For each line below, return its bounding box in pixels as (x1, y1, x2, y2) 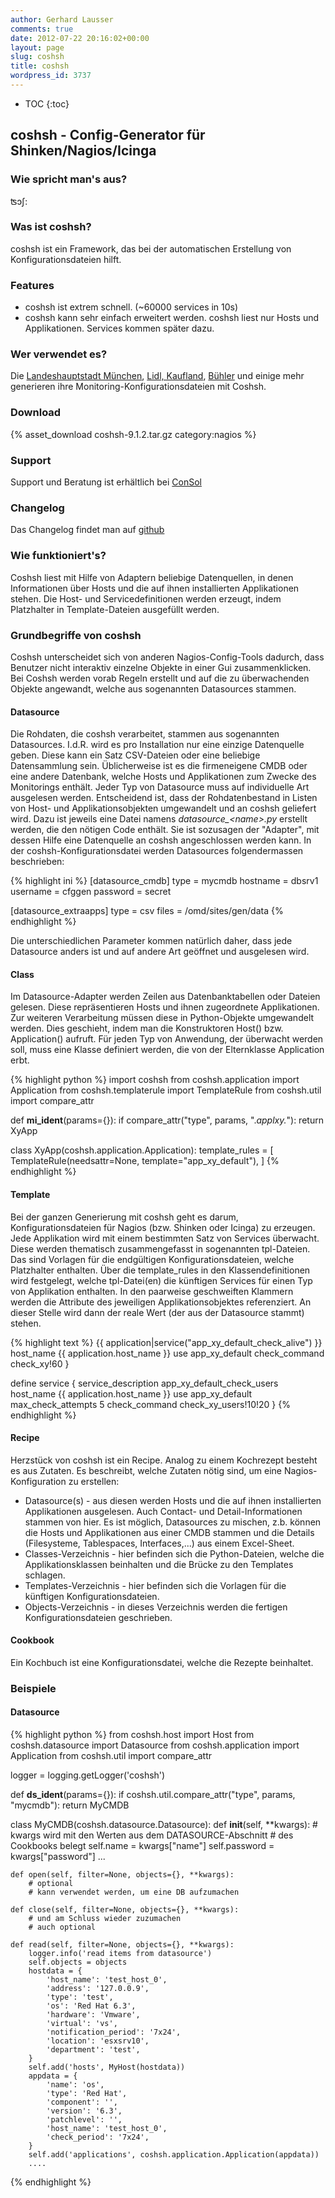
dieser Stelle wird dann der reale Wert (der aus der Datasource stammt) (10, 1306, 305, 1318)
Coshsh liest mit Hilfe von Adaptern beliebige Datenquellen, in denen (10, 571, 294, 583)
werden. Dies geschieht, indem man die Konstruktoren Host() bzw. (10, 1022, 284, 1035)
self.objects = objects (28, 1957, 128, 1968)
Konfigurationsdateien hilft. (10, 253, 122, 265)
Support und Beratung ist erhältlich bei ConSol (10, 476, 202, 488)
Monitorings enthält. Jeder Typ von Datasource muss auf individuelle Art (10, 781, 310, 793)
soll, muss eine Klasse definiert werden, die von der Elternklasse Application (10, 1044, 325, 1056)
